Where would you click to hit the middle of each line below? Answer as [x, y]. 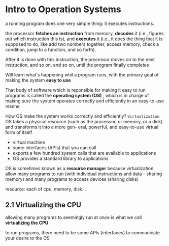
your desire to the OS [27, 238]
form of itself [19, 132]
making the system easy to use [38, 80]
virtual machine [29, 142]
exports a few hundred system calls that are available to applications [84, 153]
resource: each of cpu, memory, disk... [46, 189]
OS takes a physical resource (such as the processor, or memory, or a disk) [84, 121]
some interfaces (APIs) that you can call [54, 147]
